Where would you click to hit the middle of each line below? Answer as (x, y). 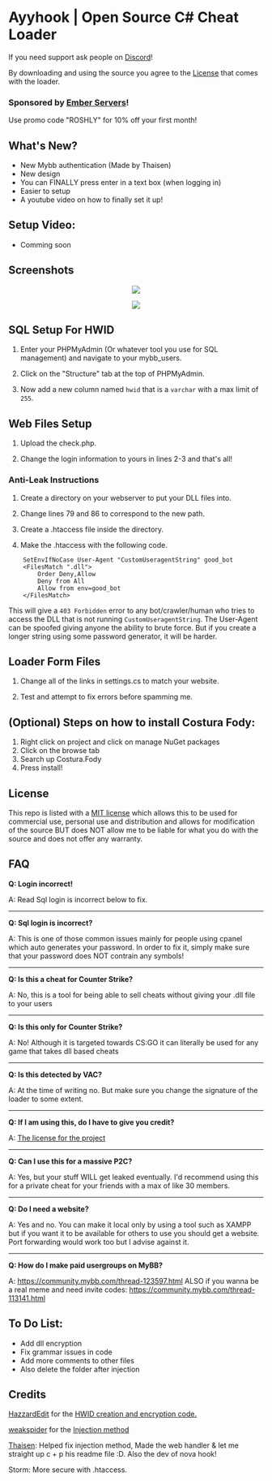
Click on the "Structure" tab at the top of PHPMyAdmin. (112, 374)
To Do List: (36, 1324)
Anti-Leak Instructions (54, 480)
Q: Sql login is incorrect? (51, 923)
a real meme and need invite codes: (68, 1289)
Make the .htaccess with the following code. (93, 545)
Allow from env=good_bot (79, 588)
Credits (28, 1395)
